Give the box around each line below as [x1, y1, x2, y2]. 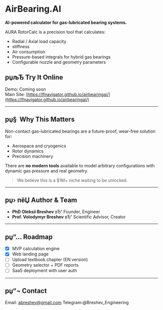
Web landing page [12, 251, 49, 257]
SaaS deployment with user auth [12, 268, 77, 273]
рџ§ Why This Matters [5, 116, 75, 124]
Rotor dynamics [12, 148, 44, 154]
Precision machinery [12, 153, 53, 159]
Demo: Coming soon [5, 86, 46, 92]
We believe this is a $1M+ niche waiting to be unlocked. [16, 177, 128, 183]
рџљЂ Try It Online [5, 73, 64, 81]
